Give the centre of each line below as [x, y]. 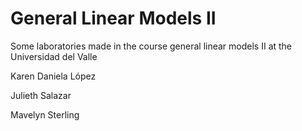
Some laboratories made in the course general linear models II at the [151, 46]
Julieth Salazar [41, 95]
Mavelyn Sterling [45, 114]
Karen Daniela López [53, 76]
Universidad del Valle [54, 56]
